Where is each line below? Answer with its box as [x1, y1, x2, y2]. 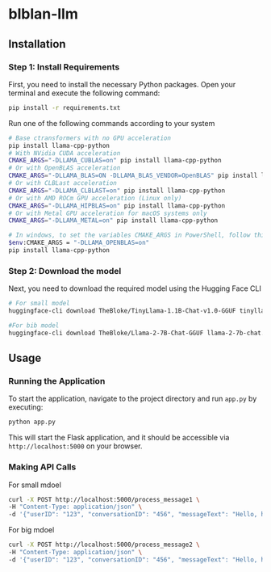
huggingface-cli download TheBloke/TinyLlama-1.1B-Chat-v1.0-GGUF [8, 307, 236, 315]
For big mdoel [8, 525, 55, 535]
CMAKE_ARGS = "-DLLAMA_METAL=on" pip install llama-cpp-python [8, 217, 219, 225]
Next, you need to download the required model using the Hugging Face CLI [8, 284, 262, 293]
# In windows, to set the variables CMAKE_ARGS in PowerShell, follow [8, 231, 251, 239]
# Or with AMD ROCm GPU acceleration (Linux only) [8, 194, 182, 202]
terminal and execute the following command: [8, 88, 161, 98]
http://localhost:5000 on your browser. [8, 441, 143, 451]
